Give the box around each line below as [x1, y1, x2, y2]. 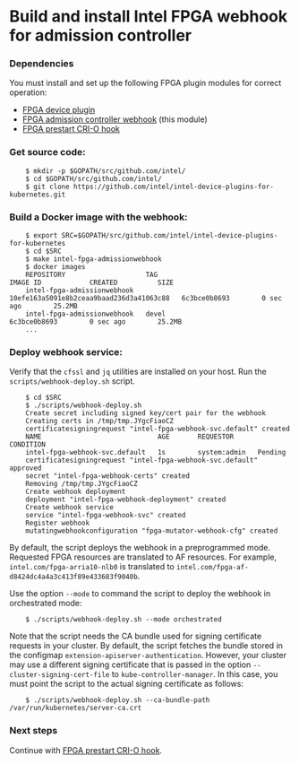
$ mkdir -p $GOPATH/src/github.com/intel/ [25, 166, 186, 176]
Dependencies [9, 57, 74, 70]
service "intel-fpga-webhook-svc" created [25, 511, 186, 520]
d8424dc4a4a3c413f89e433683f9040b [9, 572, 139, 582]
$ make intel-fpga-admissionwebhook [25, 255, 163, 264]
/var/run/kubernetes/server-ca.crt [9, 704, 142, 713]
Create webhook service [25, 503, 115, 512]
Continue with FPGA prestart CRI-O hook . [9, 744, 163, 755]
